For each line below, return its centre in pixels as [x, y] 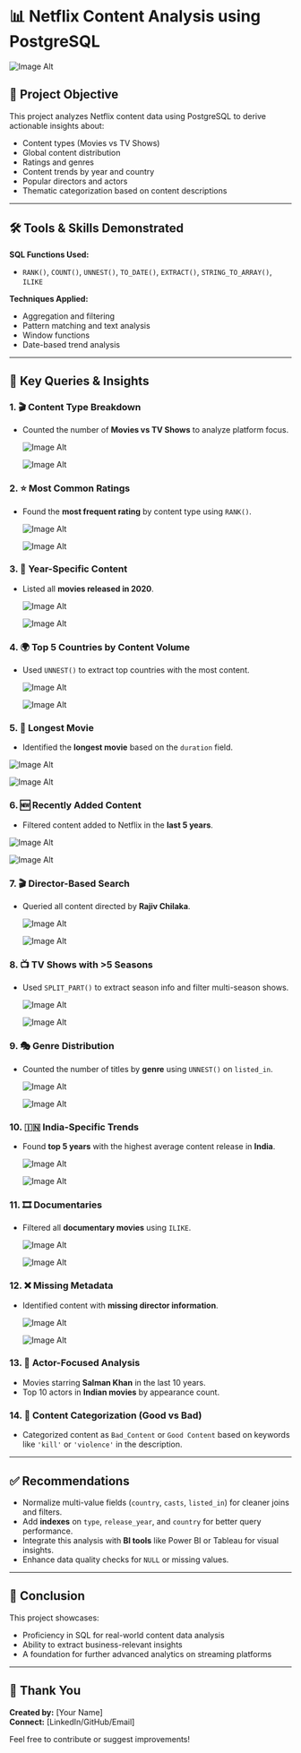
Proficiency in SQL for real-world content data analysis [124, 1635]
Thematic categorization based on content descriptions [125, 190]
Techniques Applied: [49, 298]
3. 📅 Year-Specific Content [69, 569]
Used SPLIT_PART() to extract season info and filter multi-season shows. [155, 988]
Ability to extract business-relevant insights [102, 1645]
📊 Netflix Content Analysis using [135, 17]
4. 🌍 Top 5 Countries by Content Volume [100, 647]
